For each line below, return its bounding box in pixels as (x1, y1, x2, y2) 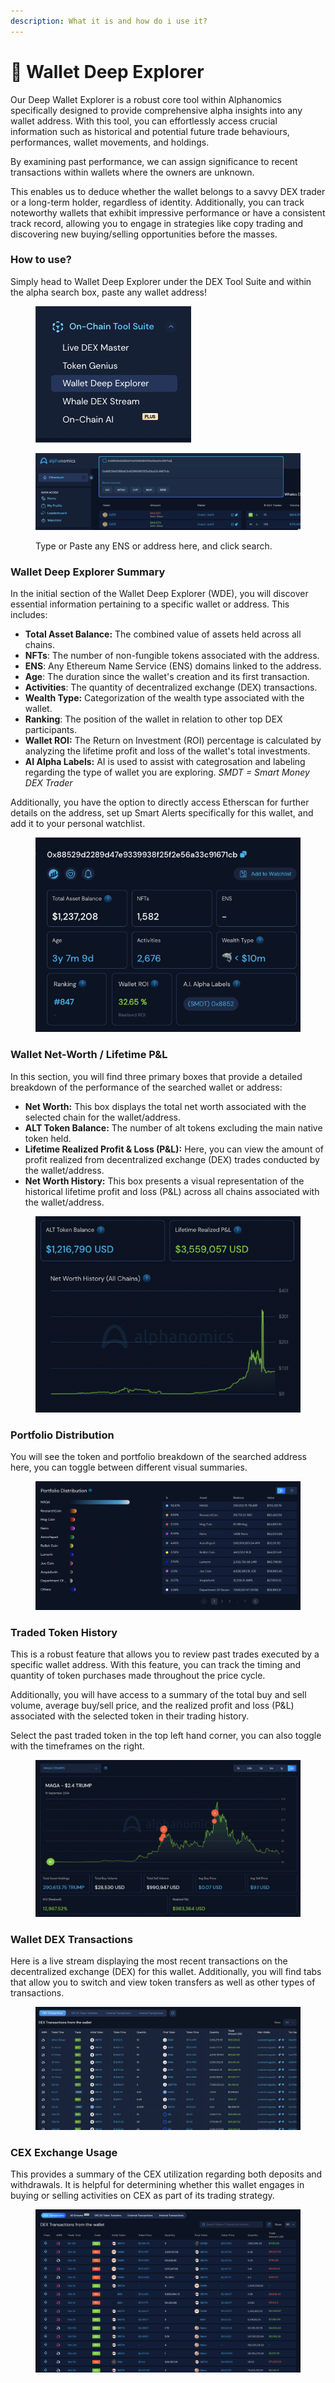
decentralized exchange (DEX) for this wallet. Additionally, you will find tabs (10, 1966, 322, 1978)
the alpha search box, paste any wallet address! (10, 286, 207, 298)
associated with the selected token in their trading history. (10, 1710, 250, 1722)
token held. (24, 1132, 72, 1144)
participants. (24, 724, 77, 736)
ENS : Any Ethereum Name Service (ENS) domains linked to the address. (24, 660, 322, 672)
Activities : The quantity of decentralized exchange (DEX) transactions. (24, 681, 318, 694)
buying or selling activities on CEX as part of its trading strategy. (10, 2190, 275, 2202)
